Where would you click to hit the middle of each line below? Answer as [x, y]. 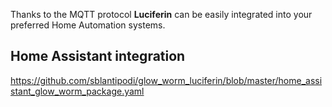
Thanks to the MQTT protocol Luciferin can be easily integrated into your [161, 14]
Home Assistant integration [98, 56]
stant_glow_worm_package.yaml [77, 91]
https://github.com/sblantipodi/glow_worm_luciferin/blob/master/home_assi [166, 80]
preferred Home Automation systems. [88, 25]
